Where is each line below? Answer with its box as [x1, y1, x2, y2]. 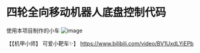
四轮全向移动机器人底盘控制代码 [6, 5, 167, 19]
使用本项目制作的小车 [6, 27, 60, 34]
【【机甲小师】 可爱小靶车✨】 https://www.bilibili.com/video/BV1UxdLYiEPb [6, 40, 194, 47]
